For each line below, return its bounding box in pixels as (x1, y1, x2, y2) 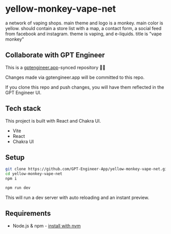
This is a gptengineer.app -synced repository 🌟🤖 (5, 64, 106, 70)
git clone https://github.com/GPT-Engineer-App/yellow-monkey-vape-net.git (5, 166, 169, 172)
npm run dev (5, 185, 31, 190)
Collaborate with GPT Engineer (5, 51, 105, 60)
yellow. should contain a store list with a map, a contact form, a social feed (5, 25, 162, 31)
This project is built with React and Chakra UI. (5, 118, 101, 124)
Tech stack (5, 104, 41, 113)
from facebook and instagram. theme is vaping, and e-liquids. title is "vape (5, 31, 162, 37)
